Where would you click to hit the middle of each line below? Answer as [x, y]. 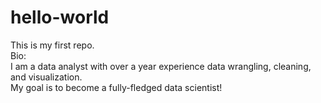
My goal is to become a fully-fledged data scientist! [116, 87]
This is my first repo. [52, 45]
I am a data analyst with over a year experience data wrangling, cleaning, [161, 66]
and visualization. [46, 77]
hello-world [60, 17]
